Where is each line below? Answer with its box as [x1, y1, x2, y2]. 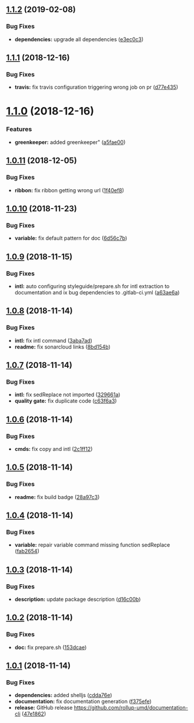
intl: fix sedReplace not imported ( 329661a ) [14, 391, 121, 399]
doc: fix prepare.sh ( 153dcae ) [14, 644, 87, 651]
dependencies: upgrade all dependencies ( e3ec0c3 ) [14, 35, 144, 43]
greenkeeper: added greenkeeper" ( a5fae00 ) [14, 138, 126, 146]
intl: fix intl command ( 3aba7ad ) [14, 337, 93, 344]
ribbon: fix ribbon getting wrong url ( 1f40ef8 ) [14, 186, 125, 193]
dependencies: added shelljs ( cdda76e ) [14, 692, 113, 699]
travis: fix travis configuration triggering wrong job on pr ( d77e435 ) [14, 83, 178, 91]
